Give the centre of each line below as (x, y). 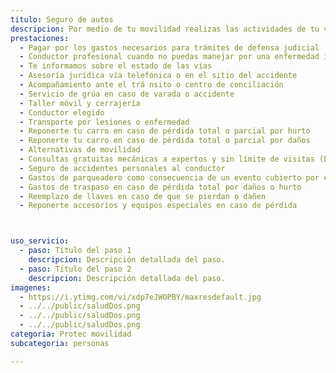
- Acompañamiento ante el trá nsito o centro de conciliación (151, 85)
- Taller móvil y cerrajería (80, 103)
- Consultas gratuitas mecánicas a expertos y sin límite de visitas (167, 159)
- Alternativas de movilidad (80, 150)
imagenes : (31, 287)
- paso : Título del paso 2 (75, 269)
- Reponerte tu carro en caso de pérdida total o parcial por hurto (165, 131)
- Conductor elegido (62, 112)
